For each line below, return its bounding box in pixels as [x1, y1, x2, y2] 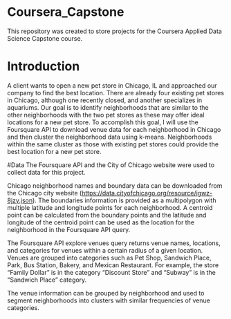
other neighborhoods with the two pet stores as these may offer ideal [7, 110, 205, 119]
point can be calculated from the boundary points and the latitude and [7, 211, 207, 219]
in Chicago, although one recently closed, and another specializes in [7, 96, 203, 104]
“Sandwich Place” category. [7, 275, 87, 284]
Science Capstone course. [7, 34, 83, 42]
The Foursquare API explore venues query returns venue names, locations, [7, 239, 221, 247]
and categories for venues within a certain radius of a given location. [7, 246, 203, 254]
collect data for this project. [7, 168, 86, 176]
